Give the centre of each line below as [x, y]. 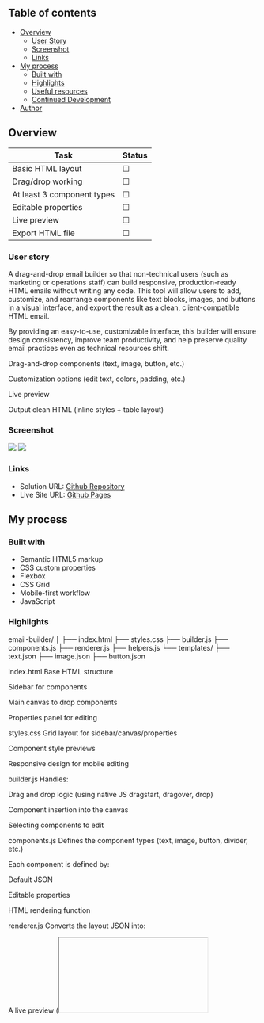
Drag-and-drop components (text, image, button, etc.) [96, 363]
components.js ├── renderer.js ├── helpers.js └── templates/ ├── [119, 647]
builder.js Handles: [38, 779]
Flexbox [32, 576]
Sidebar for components [48, 687]
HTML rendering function [49, 910]
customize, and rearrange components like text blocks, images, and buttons [132, 299]
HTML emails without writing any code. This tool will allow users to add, [125, 290]
